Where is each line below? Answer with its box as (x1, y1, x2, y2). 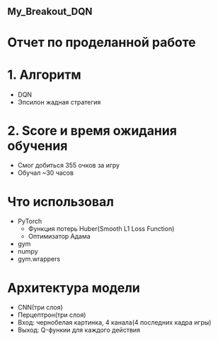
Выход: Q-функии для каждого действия (17, 326, 140, 335)
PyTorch (17, 217, 42, 226)
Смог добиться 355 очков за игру (17, 161, 120, 170)
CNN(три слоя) (17, 303, 64, 312)
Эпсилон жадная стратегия (17, 97, 101, 106)
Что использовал (7, 193, 115, 210)
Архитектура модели (7, 280, 140, 296)
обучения (7, 138, 68, 153)
